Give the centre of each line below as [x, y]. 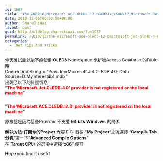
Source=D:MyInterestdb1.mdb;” [36, 76]
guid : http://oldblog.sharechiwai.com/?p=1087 [53, 32]
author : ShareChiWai [26, 23]
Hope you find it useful [28, 153]
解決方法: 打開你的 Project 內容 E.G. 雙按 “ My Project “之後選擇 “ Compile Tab [81, 132]
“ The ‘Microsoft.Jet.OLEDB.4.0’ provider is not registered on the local [77, 88]
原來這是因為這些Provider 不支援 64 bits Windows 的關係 [62, 121]
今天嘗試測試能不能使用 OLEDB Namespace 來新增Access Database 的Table [81, 60]
